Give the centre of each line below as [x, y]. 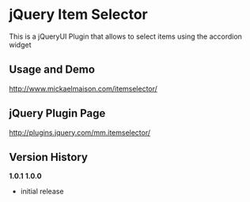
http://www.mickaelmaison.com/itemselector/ [83, 88]
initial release [42, 192]
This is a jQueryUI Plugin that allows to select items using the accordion [125, 36]
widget [20, 44]
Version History [48, 157]
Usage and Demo [52, 70]
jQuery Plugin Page [57, 113]
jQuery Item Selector [79, 15]
